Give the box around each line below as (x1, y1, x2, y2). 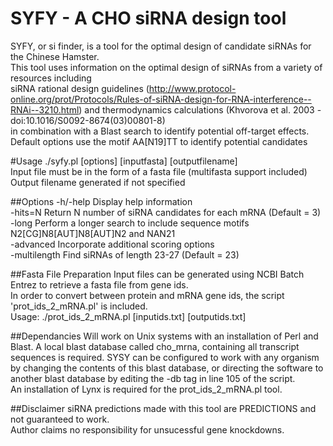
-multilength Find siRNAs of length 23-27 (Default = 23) (10, 248, 240, 261)
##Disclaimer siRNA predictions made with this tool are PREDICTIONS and (10, 402, 317, 414)
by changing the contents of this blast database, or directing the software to (10, 362, 324, 374)
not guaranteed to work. (10, 413, 110, 425)
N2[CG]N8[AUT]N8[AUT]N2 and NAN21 (10, 227, 176, 239)
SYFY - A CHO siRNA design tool (10, 7, 287, 30)
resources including (10, 72, 92, 84)
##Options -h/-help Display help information (10, 195, 193, 207)
